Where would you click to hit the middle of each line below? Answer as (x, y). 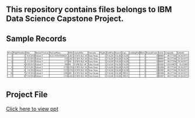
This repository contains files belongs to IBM (89, 10)
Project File (27, 95)
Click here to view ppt (32, 109)
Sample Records (36, 38)
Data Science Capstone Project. (65, 19)
